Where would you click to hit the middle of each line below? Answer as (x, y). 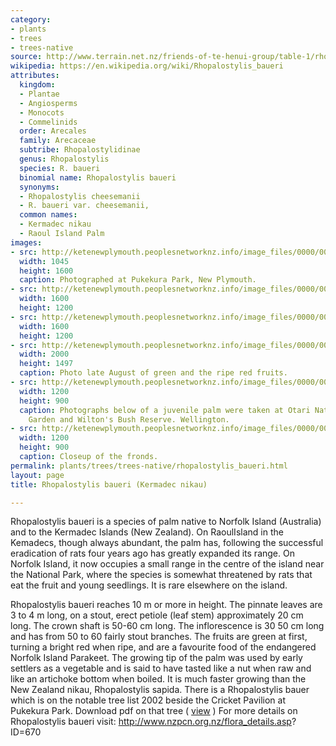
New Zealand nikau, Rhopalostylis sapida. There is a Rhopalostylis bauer (160, 690)
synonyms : (39, 187)
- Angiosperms (48, 103)
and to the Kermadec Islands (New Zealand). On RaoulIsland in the (147, 532)
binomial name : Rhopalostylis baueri (98, 177)
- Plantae (39, 94)
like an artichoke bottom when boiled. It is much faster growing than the (158, 679)
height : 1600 (46, 271)
